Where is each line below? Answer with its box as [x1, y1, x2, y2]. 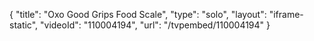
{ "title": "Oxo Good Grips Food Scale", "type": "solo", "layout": [9, 9, 267, 20]
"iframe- [268, 9, 304, 20]
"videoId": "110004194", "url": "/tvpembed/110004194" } [40, 19, 271, 31]
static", [9, 19, 39, 31]
